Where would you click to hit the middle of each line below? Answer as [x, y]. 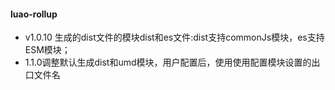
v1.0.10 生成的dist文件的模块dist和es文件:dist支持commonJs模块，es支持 [174, 37]
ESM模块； [47, 50]
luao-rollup [34, 14]
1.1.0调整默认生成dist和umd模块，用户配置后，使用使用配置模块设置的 [168, 62]
